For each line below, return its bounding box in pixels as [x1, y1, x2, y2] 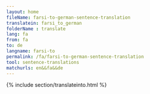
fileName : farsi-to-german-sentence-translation [6, 14, 131, 20]
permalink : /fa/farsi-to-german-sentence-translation [6, 54, 145, 60]
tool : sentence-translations [6, 59, 80, 65]
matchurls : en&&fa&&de [6, 64, 63, 71]
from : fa [6, 37, 28, 43]
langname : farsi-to [6, 48, 55, 54]
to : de [6, 43, 23, 49]
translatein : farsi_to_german [6, 20, 83, 26]
